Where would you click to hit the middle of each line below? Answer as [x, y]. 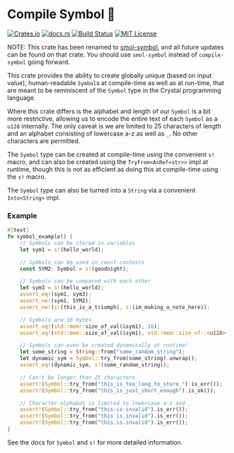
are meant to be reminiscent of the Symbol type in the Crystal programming [114, 90]
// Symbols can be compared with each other [85, 281]
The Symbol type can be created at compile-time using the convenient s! [111, 154]
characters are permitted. [44, 141]
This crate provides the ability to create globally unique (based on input [110, 75]
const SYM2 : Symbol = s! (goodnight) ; [75, 269]
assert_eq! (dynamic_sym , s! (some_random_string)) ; [95, 365]
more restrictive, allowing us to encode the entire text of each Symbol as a [112, 119]
